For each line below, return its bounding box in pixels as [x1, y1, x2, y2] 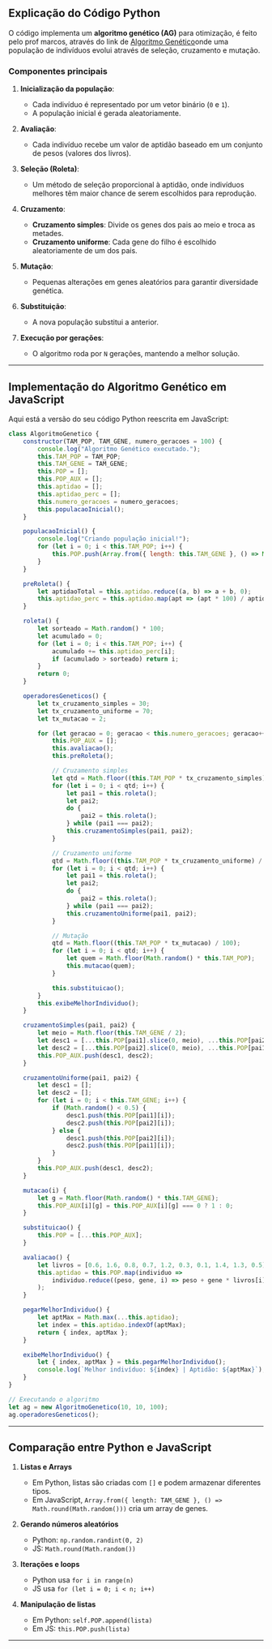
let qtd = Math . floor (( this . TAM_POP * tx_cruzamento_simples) [51, 774, 266, 782]
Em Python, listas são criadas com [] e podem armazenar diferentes [32, 1478, 261, 1488]
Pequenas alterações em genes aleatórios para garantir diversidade [32, 278, 259, 287]
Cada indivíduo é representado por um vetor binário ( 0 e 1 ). [32, 100, 230, 110]
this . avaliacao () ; [51, 744, 114, 753]
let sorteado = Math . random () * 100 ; [37, 625, 164, 633]
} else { [51, 1126, 82, 1134]
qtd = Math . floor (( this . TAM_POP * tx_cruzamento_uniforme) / [51, 856, 263, 865]
